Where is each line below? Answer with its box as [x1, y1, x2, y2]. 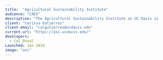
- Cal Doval [9, 39, 34, 44]
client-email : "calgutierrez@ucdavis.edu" [5, 25, 93, 30]
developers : [5, 34, 29, 39]
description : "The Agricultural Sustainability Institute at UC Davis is [5, 16, 159, 21]
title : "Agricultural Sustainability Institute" [5, 7, 109, 12]
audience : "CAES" [5, 12, 41, 16]
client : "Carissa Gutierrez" [5, 20, 65, 26]
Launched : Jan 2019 [5, 43, 45, 48]
